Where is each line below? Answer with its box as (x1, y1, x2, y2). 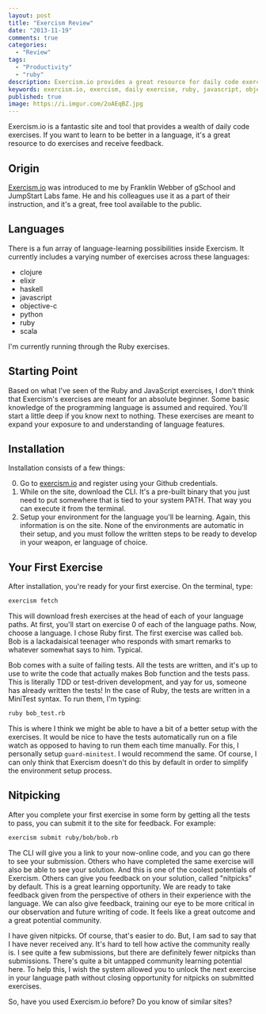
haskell (19, 284, 44, 293)
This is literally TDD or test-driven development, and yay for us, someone (8, 677, 247, 687)
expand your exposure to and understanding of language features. (8, 419, 226, 429)
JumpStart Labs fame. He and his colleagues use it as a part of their (8, 191, 230, 201)
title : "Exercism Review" (8, 19, 93, 27)
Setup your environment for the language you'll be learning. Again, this (19, 512, 251, 522)
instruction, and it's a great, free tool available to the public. (8, 199, 203, 209)
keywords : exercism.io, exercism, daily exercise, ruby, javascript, (8, 85, 243, 94)
